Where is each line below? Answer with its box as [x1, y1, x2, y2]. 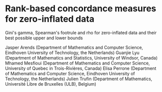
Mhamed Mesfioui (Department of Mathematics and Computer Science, [5, 60, 150, 66]
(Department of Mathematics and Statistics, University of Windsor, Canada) [5, 55, 158, 61]
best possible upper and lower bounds [5, 35, 83, 41]
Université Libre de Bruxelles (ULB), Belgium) [5, 81, 97, 87]
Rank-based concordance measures [5, 3, 157, 14]
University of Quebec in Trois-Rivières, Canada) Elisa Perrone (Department [5, 65, 157, 71]
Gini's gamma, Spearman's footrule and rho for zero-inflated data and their [5, 30, 157, 35]
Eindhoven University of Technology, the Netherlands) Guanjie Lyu [5, 50, 140, 56]
